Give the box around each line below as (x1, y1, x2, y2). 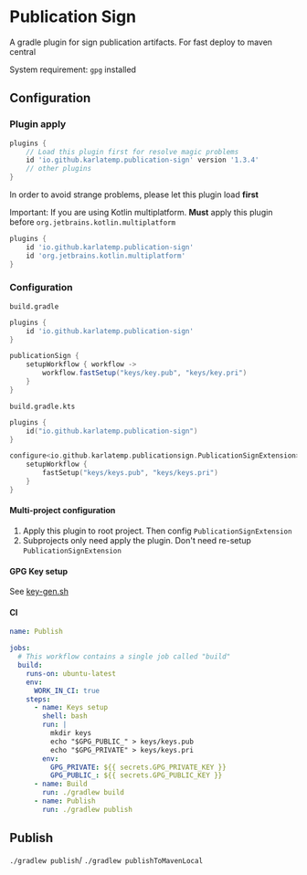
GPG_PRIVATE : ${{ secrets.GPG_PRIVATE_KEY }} (49, 763, 227, 772)
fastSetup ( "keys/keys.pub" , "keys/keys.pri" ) (42, 469, 219, 478)
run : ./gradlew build (42, 788, 125, 797)
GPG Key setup (9, 565, 69, 576)
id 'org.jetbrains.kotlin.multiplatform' (26, 251, 185, 260)
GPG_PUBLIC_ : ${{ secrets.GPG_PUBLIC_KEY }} (49, 771, 223, 780)
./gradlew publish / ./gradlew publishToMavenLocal (9, 854, 204, 865)
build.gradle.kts (9, 402, 76, 411)
